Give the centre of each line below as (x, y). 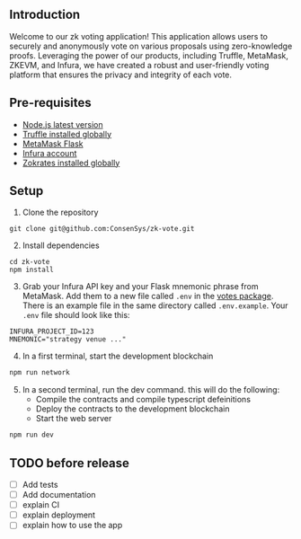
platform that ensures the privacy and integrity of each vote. (120, 75)
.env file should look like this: (76, 315)
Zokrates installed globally (71, 163)
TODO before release (70, 463)
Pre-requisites (50, 103)
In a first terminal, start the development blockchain (118, 356)
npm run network (40, 373)
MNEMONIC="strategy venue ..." (68, 340)
